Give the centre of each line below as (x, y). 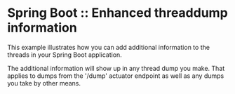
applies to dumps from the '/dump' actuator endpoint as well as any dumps (116, 76)
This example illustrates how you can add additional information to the (109, 47)
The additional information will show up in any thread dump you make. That (116, 68)
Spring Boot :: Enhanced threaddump (117, 13)
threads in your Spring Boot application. (65, 55)
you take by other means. (44, 83)
